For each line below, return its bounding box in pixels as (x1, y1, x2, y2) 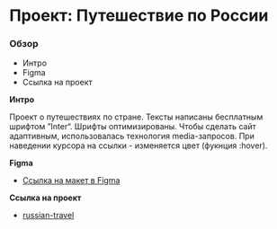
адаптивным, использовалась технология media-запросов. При (9, 131, 255, 142)
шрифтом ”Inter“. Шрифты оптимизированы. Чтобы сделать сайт (9, 121, 256, 132)
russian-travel (22, 210, 75, 221)
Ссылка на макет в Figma (22, 175, 121, 186)
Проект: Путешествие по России (9, 5, 269, 26)
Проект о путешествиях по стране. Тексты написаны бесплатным (9, 111, 264, 122)
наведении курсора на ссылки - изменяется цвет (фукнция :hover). (9, 140, 268, 151)
